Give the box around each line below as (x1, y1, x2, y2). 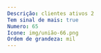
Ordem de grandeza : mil (7, 36, 76, 43)
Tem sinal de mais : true (7, 17, 79, 23)
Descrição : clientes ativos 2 (7, 10, 95, 17)
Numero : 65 (7, 23, 39, 30)
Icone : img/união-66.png (7, 29, 79, 36)
